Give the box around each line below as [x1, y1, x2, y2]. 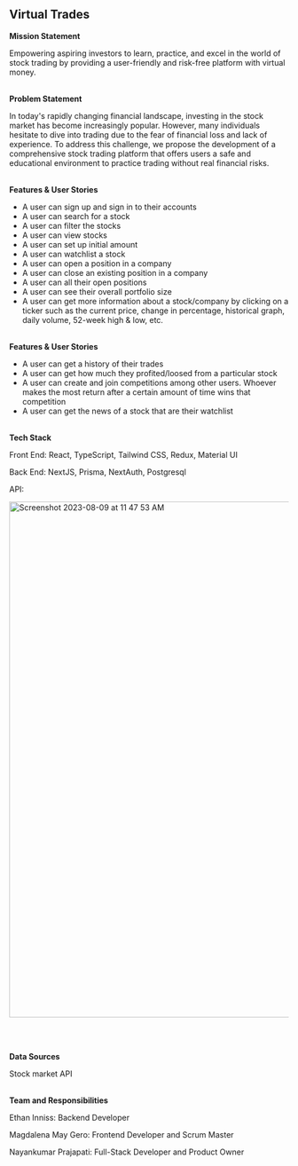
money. [9, 67, 37, 77]
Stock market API [9, 1068, 73, 1079]
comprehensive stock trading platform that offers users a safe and [9, 148, 251, 159]
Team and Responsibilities [9, 1095, 109, 1106]
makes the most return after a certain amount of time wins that [21, 386, 251, 398]
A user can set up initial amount [21, 239, 138, 249]
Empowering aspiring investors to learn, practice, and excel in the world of [9, 48, 281, 59]
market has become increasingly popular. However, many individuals [9, 120, 260, 130]
